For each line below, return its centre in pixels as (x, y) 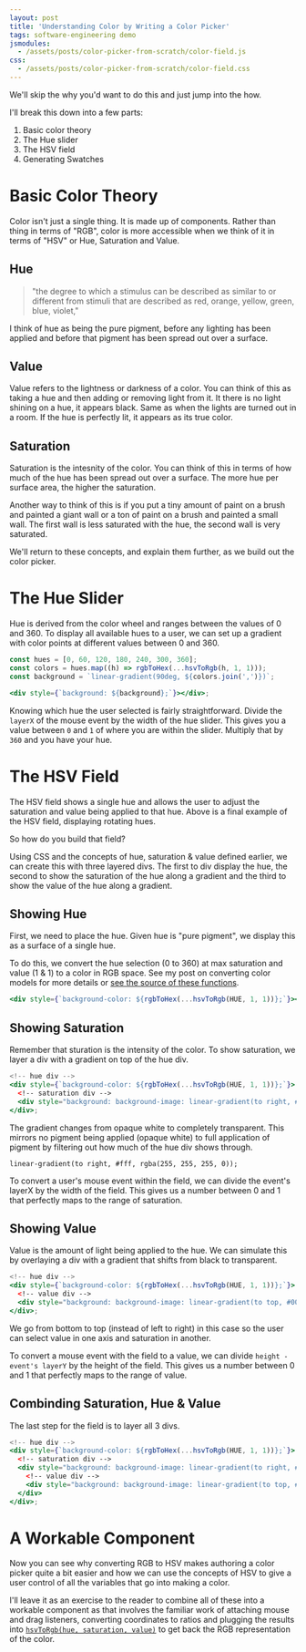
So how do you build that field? (67, 839)
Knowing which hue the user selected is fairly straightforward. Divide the (146, 710)
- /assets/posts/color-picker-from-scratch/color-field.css (134, 69)
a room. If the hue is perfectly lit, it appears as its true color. (122, 418)
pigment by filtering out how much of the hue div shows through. (131, 1147)
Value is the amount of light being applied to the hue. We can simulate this (148, 1251)
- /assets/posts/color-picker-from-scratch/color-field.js (132, 52)
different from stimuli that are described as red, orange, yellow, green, (163, 301)
